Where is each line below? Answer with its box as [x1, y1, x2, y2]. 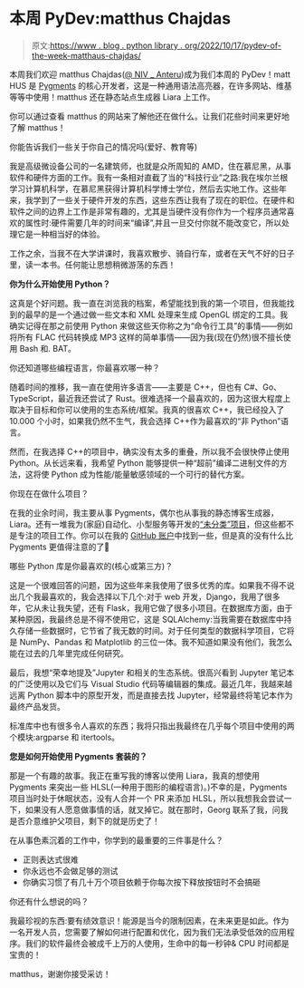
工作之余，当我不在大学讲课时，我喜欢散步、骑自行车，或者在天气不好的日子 [9, 247, 295, 258]
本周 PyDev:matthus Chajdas [9, 8, 232, 29]
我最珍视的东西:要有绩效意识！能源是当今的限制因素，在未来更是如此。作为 [9, 915, 290, 925]
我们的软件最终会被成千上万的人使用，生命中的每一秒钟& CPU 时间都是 [24, 937, 290, 948]
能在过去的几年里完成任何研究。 [9, 647, 128, 658]
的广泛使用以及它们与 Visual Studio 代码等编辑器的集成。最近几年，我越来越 [9, 678, 292, 689]
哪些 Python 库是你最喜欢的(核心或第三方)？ [9, 560, 174, 571]
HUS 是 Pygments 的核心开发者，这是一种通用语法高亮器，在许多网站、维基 [9, 80, 292, 91]
